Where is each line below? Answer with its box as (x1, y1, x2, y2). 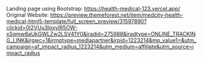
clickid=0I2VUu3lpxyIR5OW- (6, 24, 78, 31)
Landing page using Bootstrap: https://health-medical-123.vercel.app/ (6, 5, 181, 12)
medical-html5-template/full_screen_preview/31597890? (6, 18, 147, 24)
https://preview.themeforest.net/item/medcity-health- (50, 11, 184, 18)
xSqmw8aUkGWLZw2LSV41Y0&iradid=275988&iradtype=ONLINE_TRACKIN (6, 30, 196, 38)
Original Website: (6, 11, 50, 18)
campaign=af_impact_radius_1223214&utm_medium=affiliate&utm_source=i (6, 43, 194, 50)
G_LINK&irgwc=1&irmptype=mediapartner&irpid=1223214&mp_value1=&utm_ (6, 37, 197, 44)
